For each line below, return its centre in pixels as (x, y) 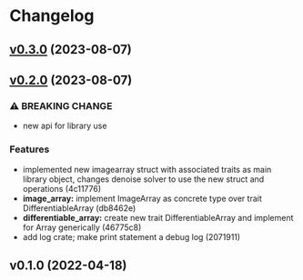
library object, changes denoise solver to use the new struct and (143, 179)
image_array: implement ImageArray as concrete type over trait (142, 198)
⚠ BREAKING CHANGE (61, 105)
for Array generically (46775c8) (82, 227)
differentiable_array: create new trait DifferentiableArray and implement (158, 217)
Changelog (52, 16)
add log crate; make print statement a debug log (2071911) (131, 236)
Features (30, 149)
